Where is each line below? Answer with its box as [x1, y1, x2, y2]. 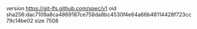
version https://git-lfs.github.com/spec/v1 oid [6, 5, 117, 12]
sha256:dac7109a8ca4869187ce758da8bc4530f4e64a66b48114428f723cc [6, 11, 192, 18]
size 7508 [34, 17, 59, 24]
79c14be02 [6, 17, 34, 24]
